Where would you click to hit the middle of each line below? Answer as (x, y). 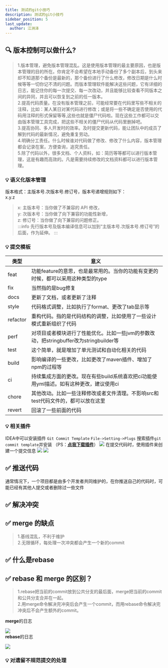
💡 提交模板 (18, 247)
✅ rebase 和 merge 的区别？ (49, 578)
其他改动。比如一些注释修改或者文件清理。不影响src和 (95, 393)
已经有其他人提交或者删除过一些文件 (46, 487)
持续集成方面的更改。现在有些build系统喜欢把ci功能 (92, 376)
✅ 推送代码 (22, 468)
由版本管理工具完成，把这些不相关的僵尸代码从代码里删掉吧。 (81, 121)
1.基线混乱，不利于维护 (41, 536)
